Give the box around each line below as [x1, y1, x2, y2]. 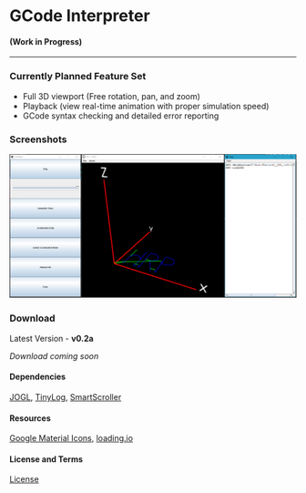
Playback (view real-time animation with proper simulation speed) [22, 100, 270, 111]
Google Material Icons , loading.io [9, 433, 134, 444]
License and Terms [9, 453, 84, 465]
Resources [9, 412, 52, 424]
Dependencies [9, 371, 66, 383]
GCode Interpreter [9, 5, 150, 26]
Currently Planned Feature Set [9, 70, 147, 83]
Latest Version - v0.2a [9, 333, 94, 344]
